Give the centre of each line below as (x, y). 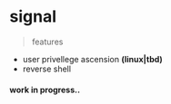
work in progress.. (45, 90)
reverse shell (46, 69)
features (47, 42)
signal (33, 17)
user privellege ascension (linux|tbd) (93, 59)
